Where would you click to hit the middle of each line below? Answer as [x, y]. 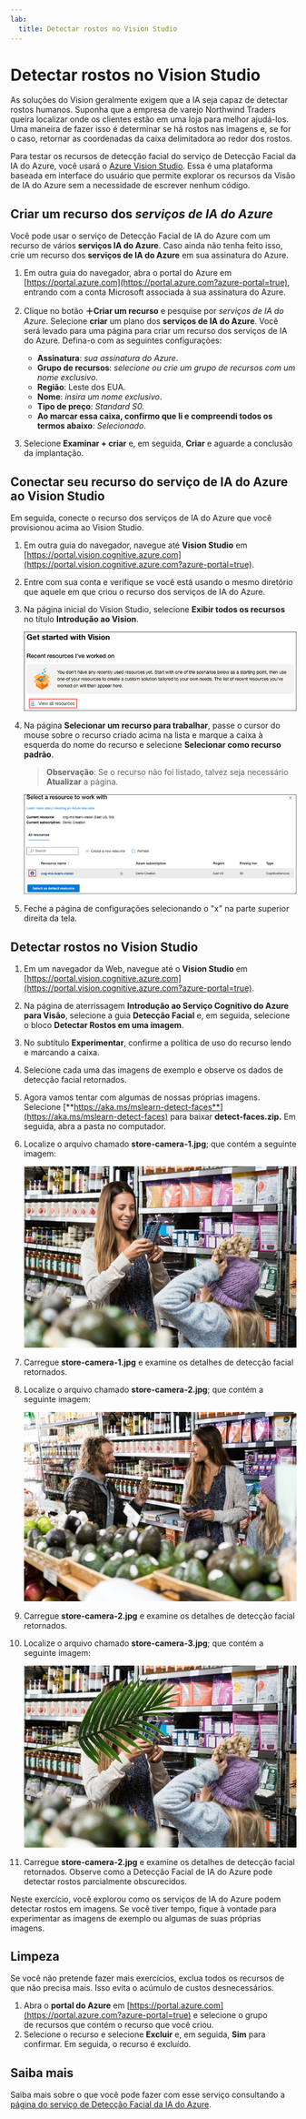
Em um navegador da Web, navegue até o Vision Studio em [135, 969]
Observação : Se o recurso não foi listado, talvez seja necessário [167, 772]
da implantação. [54, 453]
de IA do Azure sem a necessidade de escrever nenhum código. [130, 186]
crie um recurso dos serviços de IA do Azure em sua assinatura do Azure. [149, 256]
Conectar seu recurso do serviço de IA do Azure [149, 482]
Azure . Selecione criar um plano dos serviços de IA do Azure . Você [151, 321]
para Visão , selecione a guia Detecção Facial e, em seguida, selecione [157, 1015]
